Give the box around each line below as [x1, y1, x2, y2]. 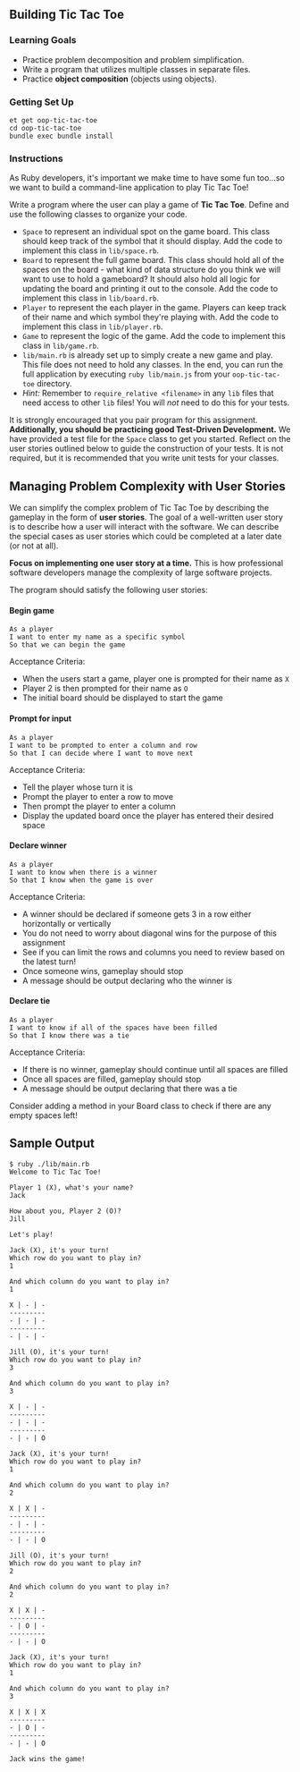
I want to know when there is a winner [9, 868, 158, 877]
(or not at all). [9, 540, 59, 551]
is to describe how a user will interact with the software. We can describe [9, 521, 279, 532]
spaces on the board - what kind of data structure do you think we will [21, 264, 281, 276]
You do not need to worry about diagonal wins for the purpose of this [21, 928, 277, 938]
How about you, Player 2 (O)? [9, 1207, 122, 1216]
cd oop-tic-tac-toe [9, 123, 82, 132]
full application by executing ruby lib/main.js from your [21, 369, 230, 379]
